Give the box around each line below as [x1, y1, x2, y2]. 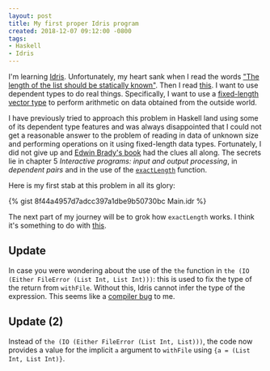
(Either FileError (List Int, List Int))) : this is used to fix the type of [8, 274, 252, 284]
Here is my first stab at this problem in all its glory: [8, 181, 175, 190]
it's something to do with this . [8, 220, 107, 230]
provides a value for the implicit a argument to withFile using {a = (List [8, 345, 251, 355]
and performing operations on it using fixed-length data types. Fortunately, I [8, 139, 262, 148]
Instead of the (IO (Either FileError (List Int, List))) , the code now [8, 336, 253, 346]
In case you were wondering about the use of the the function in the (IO [8, 265, 250, 275]
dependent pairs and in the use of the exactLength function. [8, 165, 208, 174]
